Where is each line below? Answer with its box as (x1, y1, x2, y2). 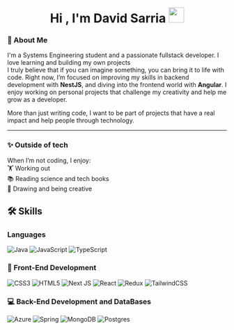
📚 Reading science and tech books (7, 174, 109, 182)
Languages (7, 230, 47, 239)
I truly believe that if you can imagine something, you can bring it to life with (7, 66, 225, 74)
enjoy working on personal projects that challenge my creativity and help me (7, 88, 227, 97)
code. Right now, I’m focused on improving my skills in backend (7, 73, 189, 81)
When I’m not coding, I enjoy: (7, 156, 91, 164)
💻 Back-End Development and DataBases (7, 297, 152, 306)
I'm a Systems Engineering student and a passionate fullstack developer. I (7, 51, 219, 59)
